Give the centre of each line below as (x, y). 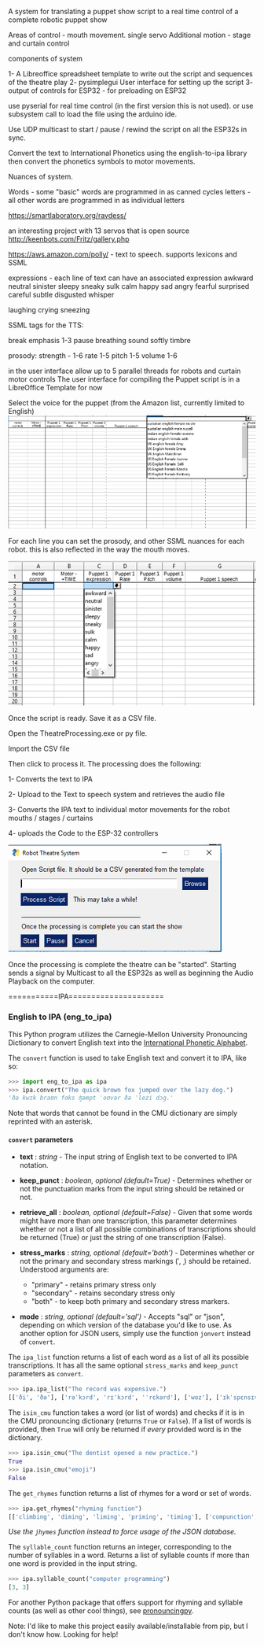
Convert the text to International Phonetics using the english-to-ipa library (128, 153)
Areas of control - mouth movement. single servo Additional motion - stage (130, 35)
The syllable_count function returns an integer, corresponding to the (120, 1547)
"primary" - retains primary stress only (94, 1285)
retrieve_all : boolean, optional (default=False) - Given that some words (136, 1213)
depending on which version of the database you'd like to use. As (125, 1325)
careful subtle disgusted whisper (61, 295)
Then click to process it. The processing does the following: (105, 764)
